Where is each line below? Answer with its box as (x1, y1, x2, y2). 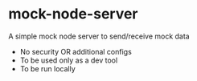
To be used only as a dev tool (19, 55, 118, 65)
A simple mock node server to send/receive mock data (8, 31, 191, 41)
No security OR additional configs (19, 47, 133, 56)
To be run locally (19, 63, 76, 73)
